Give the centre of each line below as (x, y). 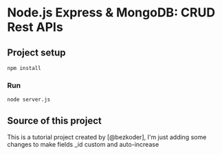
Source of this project (54, 120)
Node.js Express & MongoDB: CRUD (111, 13)
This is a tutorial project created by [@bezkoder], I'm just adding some (107, 137)
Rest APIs (35, 27)
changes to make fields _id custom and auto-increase (83, 145)
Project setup (37, 52)
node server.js (29, 100)
